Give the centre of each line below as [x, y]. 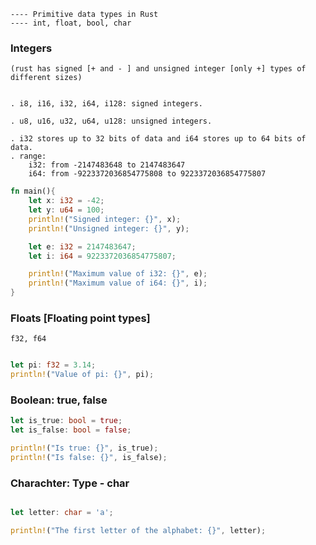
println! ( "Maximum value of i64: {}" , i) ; [118, 283]
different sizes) [46, 78]
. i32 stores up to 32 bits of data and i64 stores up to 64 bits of [158, 139]
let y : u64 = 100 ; [66, 210]
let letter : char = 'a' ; [62, 513]
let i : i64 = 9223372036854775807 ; [102, 256]
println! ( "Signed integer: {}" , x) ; [105, 219]
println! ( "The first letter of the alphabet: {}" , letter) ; [138, 531]
